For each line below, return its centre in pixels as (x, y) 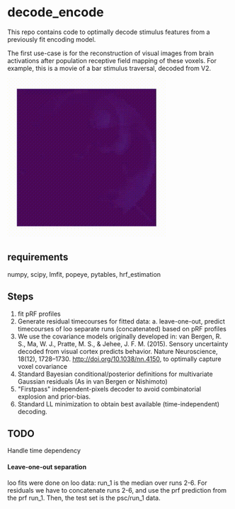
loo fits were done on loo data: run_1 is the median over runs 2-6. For (107, 483)
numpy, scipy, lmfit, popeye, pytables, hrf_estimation (84, 274)
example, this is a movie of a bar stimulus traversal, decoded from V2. (109, 68)
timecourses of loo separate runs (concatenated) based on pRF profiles (122, 328)
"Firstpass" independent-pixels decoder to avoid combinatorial (109, 389)
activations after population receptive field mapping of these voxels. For (112, 60)
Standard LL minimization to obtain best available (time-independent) (119, 404)
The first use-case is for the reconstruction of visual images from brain (111, 53)
